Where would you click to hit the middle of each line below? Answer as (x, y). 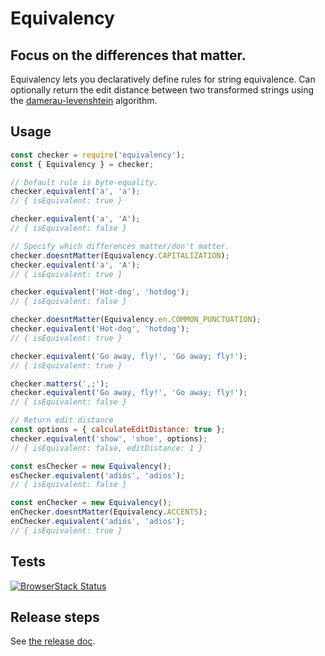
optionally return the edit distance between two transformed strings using (162, 90)
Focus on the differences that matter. (128, 55)
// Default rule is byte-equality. (84, 182)
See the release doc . (53, 641)
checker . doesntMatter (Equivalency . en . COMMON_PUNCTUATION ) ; (136, 320)
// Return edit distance (62, 420)
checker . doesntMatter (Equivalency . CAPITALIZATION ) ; (120, 255)
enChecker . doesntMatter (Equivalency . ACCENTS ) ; (109, 512)
